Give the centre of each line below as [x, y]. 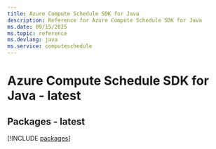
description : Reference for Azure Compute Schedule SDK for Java [104, 20]
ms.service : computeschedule [50, 46]
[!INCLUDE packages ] [39, 138]
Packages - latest [46, 121]
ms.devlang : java [33, 40]
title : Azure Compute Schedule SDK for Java [73, 14]
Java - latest [44, 96]
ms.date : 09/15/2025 [38, 27]
